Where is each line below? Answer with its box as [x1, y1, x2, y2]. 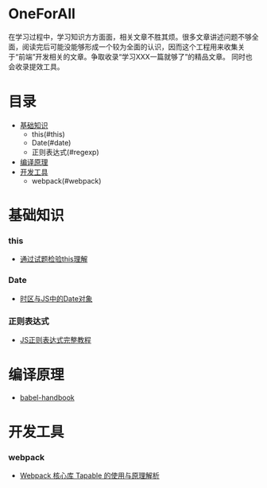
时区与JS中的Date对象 [19, 293, 93, 303]
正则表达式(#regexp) [31, 147, 99, 157]
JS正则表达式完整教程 [19, 335, 91, 344]
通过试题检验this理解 [19, 254, 88, 264]
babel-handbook [19, 393, 75, 402]
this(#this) [31, 129, 65, 139]
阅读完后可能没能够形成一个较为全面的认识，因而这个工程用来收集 [21, 41, 238, 52]
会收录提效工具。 [8, 61, 64, 72]
